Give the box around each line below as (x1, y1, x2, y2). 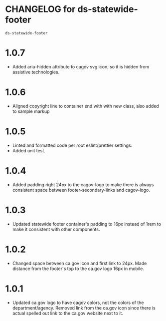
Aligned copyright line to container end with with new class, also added (12, 103, 160, 109)
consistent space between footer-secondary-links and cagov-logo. (12, 187, 151, 193)
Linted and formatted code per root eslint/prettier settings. (12, 142, 133, 148)
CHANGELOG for (5, 3, 76, 15)
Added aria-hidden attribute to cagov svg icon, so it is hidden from (12, 63, 150, 69)
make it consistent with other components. (12, 226, 100, 232)
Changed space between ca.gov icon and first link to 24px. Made (12, 260, 147, 266)
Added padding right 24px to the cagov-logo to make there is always (12, 181, 154, 188)
